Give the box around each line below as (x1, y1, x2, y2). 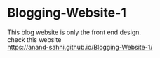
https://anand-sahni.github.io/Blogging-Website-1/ (7, 43, 153, 51)
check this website (7, 35, 62, 43)
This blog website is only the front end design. (7, 28, 142, 36)
